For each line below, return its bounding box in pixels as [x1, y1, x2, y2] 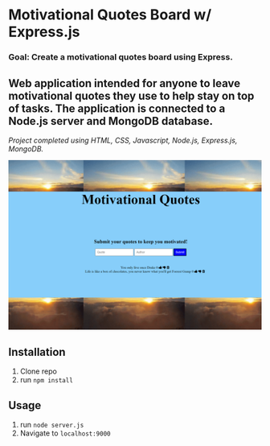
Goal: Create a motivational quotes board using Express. [8, 52, 233, 63]
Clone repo [19, 366, 58, 376]
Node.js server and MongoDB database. [8, 114, 213, 128]
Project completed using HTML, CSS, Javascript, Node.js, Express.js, [8, 135, 238, 145]
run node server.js [19, 420, 84, 430]
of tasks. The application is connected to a [8, 101, 226, 115]
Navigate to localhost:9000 [19, 428, 111, 438]
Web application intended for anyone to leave [8, 76, 241, 90]
